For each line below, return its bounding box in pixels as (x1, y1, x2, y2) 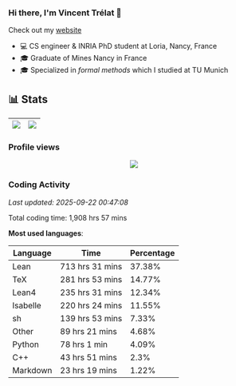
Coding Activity (8, 179, 70, 190)
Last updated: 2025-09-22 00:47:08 (8, 197, 129, 207)
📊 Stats (8, 92, 49, 106)
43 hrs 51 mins (59, 352, 117, 363)
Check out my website (8, 26, 82, 35)
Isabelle (12, 300, 41, 311)
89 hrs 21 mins (59, 325, 117, 336)
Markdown (12, 364, 53, 376)
